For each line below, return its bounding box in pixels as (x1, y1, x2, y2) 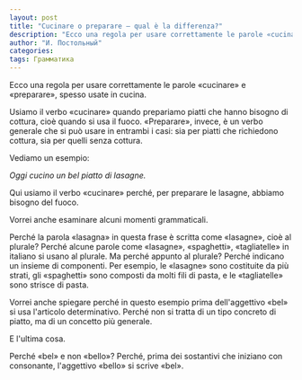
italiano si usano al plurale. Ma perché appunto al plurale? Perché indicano (9, 251, 285, 261)
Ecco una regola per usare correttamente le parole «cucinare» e (9, 80, 246, 90)
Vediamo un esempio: (9, 153, 90, 163)
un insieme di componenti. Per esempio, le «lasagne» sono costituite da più (9, 261, 289, 270)
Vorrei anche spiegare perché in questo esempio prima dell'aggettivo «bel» (9, 297, 289, 307)
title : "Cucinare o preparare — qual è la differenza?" (9, 22, 223, 31)
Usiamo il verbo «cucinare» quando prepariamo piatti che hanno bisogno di (9, 107, 289, 117)
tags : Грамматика (9, 55, 75, 64)
